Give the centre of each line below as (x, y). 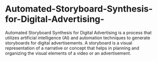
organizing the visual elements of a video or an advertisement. (68, 53)
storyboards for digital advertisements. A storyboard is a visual (69, 43)
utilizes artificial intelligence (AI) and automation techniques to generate (78, 38)
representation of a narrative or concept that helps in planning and (72, 48)
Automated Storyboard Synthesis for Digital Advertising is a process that (78, 32)
